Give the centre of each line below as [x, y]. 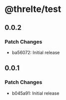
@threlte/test [33, 9]
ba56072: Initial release [36, 52]
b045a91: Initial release [35, 93]
